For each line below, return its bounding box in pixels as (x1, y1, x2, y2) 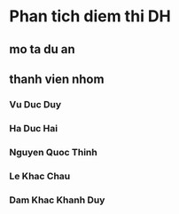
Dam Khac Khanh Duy (9, 194, 105, 206)
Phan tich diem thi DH (9, 6, 171, 27)
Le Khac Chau (9, 170, 71, 182)
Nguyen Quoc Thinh (9, 146, 97, 158)
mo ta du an (9, 42, 75, 57)
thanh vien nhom (9, 71, 105, 86)
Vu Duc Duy (9, 98, 62, 110)
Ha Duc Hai (9, 122, 58, 134)
